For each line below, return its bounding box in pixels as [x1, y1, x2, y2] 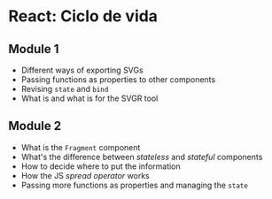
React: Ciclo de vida [8, 6, 159, 27]
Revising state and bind [20, 84, 109, 94]
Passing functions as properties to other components [20, 74, 216, 85]
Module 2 [8, 119, 62, 134]
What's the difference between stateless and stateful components [20, 151, 263, 162]
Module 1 [8, 42, 59, 57]
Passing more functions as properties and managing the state [20, 180, 249, 190]
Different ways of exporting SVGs [20, 65, 144, 75]
